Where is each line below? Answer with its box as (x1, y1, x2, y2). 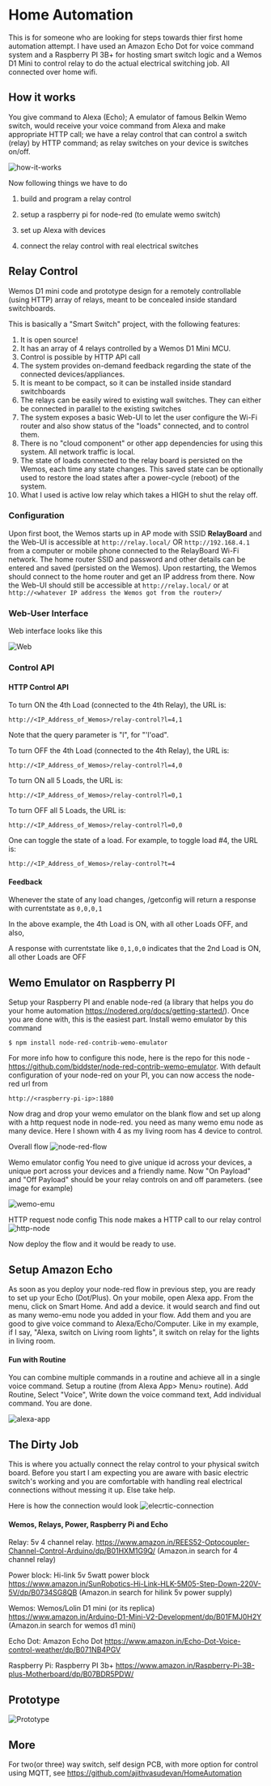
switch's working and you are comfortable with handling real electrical (8, 1477, 243, 1487)
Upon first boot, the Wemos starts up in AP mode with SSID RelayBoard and (8, 528, 262, 538)
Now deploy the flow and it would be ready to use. (8, 1239, 176, 1249)
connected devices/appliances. (19, 369, 125, 379)
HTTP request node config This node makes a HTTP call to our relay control (8, 1215, 261, 1224)
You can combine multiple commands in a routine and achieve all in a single (8, 1373, 260, 1383)
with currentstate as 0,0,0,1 (8, 903, 103, 914)
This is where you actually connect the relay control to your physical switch (8, 1459, 260, 1470)
